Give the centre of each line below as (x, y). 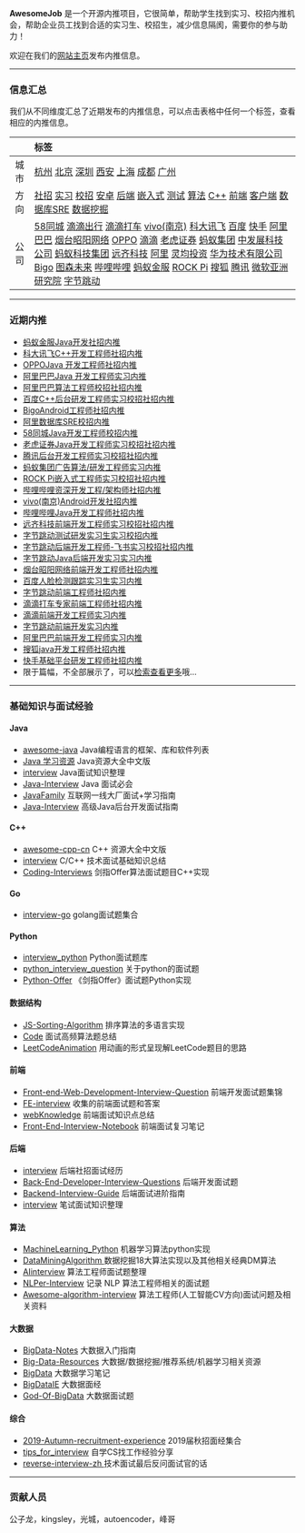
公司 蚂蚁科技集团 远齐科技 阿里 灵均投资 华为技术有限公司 (158, 254)
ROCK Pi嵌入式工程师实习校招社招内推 (94, 478)
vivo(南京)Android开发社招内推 (80, 501)
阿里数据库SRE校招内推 (66, 421)
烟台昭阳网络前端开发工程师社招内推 (90, 569)
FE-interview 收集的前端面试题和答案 (91, 1103)
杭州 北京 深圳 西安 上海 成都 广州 (105, 172)
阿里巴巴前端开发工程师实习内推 (82, 637)
